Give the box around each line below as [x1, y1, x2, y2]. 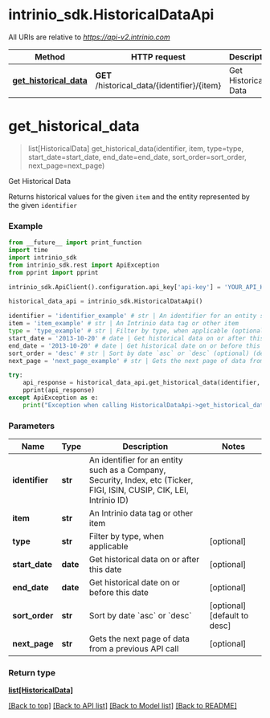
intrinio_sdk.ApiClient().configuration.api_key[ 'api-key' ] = [8, 283, 221, 291]
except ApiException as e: [8, 394, 99, 402]
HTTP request [131, 51, 186, 62]
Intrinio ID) [88, 495, 129, 506]
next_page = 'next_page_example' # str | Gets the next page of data [8, 357, 247, 365]
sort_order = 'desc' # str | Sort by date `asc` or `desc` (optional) [8, 349, 250, 357]
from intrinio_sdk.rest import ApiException [8, 261, 160, 269]
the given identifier [8, 200, 78, 210]
